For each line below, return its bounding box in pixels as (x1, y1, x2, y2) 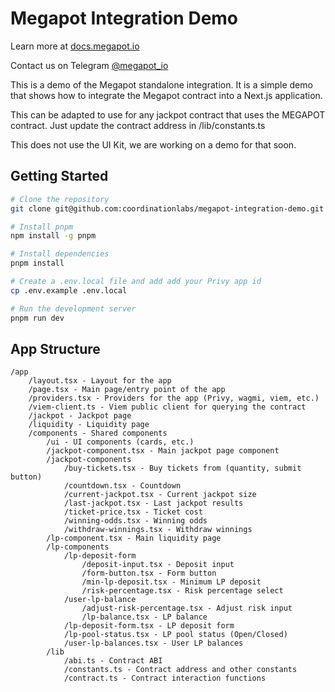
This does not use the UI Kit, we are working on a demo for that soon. (10, 138, 297, 151)
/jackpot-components (46, 455, 132, 465)
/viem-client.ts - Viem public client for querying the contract (28, 402, 307, 412)
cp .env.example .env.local (10, 285, 128, 296)
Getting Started (10, 168, 109, 185)
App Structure (10, 340, 101, 357)
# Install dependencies (10, 249, 110, 259)
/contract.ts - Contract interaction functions (63, 673, 267, 684)
